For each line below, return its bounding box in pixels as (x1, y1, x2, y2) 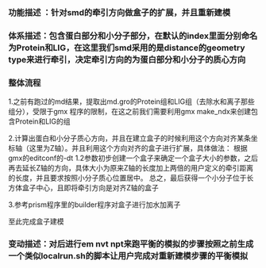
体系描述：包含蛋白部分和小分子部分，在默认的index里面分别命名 (8, 30, 258, 41)
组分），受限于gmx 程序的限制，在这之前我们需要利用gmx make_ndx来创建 (8, 107, 252, 117)
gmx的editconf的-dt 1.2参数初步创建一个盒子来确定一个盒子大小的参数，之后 (8, 153, 258, 163)
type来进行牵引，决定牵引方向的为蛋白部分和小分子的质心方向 (8, 54, 246, 65)
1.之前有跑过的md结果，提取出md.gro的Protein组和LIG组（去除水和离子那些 (8, 97, 256, 106)
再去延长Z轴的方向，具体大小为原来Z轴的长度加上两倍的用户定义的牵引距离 (8, 163, 254, 173)
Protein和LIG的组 (14, 117, 71, 126)
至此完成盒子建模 (8, 216, 64, 227)
